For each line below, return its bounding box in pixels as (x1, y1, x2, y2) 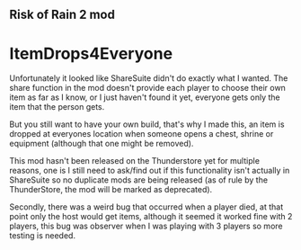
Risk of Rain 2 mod (9, 7, 115, 22)
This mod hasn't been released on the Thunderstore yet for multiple (9, 156, 261, 166)
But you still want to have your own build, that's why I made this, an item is (9, 119, 285, 129)
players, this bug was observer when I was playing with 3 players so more (9, 220, 283, 232)
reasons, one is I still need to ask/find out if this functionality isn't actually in (9, 165, 290, 176)
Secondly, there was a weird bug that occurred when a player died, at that (9, 201, 284, 212)
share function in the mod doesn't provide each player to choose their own (9, 83, 286, 94)
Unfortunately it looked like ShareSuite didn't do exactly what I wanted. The (9, 73, 288, 84)
